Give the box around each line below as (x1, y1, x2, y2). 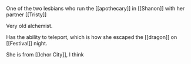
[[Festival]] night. (6, 40, 48, 47)
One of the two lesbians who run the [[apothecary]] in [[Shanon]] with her (6, 5, 185, 12)
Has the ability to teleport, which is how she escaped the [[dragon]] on (6, 34, 177, 40)
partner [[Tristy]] (6, 11, 47, 18)
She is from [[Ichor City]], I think (6, 51, 84, 58)
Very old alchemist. (6, 23, 53, 29)
